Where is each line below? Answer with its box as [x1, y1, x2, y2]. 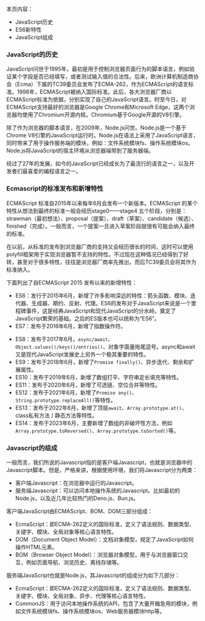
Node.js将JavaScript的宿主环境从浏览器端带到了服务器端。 [6, 147, 154, 154]
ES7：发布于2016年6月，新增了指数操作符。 [15, 322, 126, 330]
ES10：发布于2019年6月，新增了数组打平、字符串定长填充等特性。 [15, 373, 182, 380]
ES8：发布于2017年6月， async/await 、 [15, 335, 114, 343]
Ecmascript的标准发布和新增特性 [6, 184, 104, 193]
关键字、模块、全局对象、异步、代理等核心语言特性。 [15, 592, 149, 600]
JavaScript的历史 [6, 50, 58, 59]
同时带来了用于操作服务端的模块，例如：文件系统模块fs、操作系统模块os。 [6, 139, 194, 147]
